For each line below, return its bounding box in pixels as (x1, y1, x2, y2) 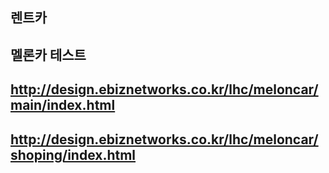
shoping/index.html (10, 146, 137, 163)
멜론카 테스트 (10, 46, 87, 63)
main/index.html (10, 97, 116, 114)
